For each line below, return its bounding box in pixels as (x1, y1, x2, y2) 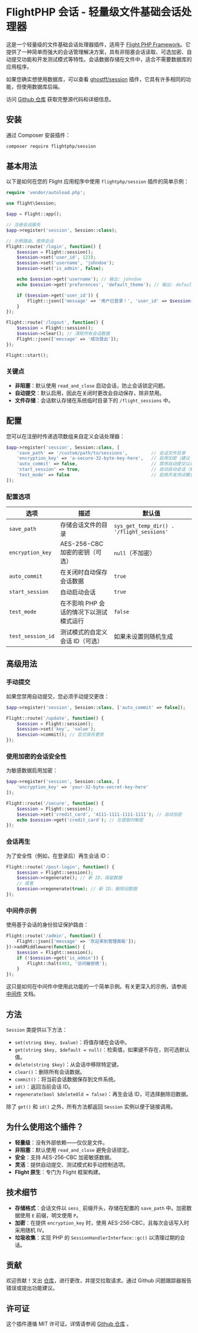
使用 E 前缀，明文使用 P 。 (19, 1212, 81, 1219)
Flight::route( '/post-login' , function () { (6, 864, 115, 870)
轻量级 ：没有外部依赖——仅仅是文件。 (14, 1139, 108, 1146)
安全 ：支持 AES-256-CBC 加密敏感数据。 (14, 1154, 115, 1161)
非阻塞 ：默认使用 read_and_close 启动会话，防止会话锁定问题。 (14, 382, 169, 389)
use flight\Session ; (6, 201, 57, 207)
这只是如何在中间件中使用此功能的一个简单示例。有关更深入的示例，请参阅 (6, 983, 187, 990)
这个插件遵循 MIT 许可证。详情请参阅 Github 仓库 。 (6, 1321, 132, 1328)
